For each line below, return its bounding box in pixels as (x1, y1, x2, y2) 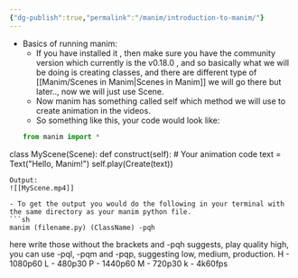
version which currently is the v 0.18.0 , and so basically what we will (35, 57, 290, 68)
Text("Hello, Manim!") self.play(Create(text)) (9, 158, 173, 169)
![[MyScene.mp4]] (9, 183, 75, 192)
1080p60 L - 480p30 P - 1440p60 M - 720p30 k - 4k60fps (9, 258, 228, 269)
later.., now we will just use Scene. (35, 86, 164, 97)
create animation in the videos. (35, 105, 151, 116)
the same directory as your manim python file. (9, 207, 192, 217)
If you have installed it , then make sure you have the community (35, 47, 276, 59)
